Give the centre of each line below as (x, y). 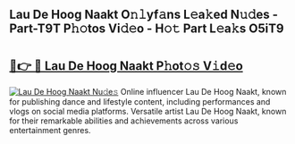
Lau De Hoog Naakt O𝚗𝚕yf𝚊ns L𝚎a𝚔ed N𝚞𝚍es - (144, 15)
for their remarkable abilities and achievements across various (124, 121)
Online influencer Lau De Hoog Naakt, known (203, 92)
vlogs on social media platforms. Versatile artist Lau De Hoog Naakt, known (148, 111)
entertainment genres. (50, 130)
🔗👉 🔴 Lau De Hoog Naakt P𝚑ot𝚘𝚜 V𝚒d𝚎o (126, 66)
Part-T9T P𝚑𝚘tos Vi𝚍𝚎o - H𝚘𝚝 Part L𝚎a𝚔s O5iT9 (147, 29)
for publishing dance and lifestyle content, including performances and (140, 102)
